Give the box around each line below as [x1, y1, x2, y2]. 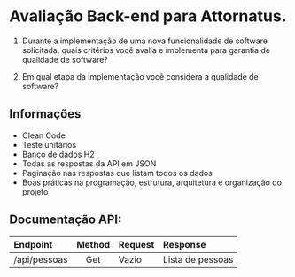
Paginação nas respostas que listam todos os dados [21, 167, 213, 178]
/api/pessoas [13, 253, 68, 265]
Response [162, 238, 206, 250]
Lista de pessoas [162, 253, 234, 265]
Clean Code [21, 130, 66, 141]
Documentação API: [9, 212, 122, 227]
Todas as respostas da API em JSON [21, 158, 157, 169]
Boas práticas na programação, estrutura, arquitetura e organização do [21, 177, 282, 188]
